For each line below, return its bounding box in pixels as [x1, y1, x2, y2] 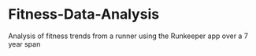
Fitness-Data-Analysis [8, 5, 160, 23]
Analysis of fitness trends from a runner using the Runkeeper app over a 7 [8, 31, 248, 40]
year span [8, 39, 41, 48]
